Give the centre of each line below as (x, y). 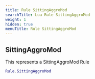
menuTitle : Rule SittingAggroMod (41, 29)
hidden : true (19, 24)
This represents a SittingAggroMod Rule (47, 62)
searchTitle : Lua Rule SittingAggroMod (48, 15)
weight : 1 (16, 19)
